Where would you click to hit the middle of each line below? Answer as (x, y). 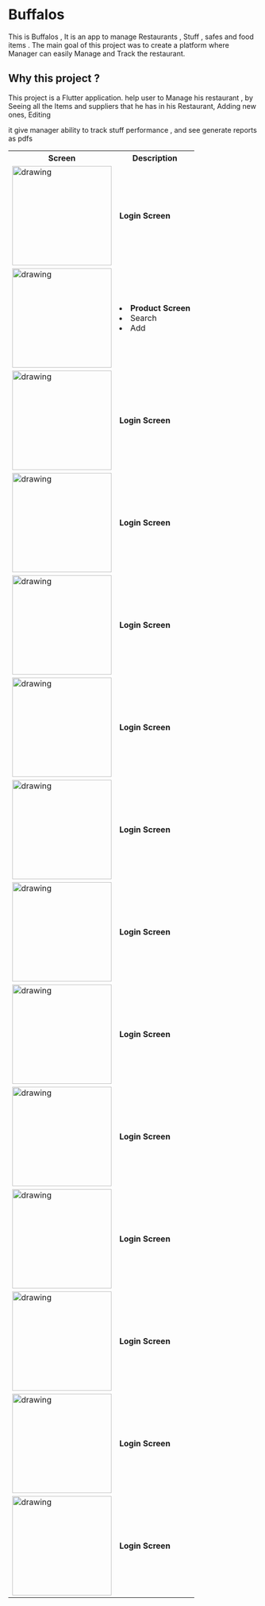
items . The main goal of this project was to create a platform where (119, 45)
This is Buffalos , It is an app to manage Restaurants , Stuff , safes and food (131, 37)
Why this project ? (54, 78)
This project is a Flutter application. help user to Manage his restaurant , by (131, 98)
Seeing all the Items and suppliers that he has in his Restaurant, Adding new (132, 106)
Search (144, 318)
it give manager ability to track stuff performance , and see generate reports (133, 130)
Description (155, 158)
